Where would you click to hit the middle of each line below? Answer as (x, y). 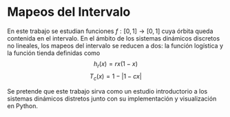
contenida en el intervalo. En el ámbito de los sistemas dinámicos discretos (114, 38)
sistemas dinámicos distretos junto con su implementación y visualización (112, 98)
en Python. (22, 106)
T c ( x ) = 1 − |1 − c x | (116, 77)
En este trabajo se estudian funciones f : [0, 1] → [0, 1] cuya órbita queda (110, 31)
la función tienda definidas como (54, 53)
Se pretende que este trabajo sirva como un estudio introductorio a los (107, 91)
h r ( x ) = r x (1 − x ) (116, 64)
